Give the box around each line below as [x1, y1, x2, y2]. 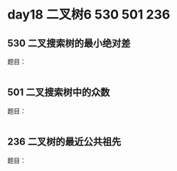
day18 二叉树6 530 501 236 [7, 6, 171, 23]
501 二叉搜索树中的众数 [7, 86, 110, 98]
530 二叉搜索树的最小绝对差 [7, 37, 131, 49]
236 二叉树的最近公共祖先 [7, 136, 122, 148]
